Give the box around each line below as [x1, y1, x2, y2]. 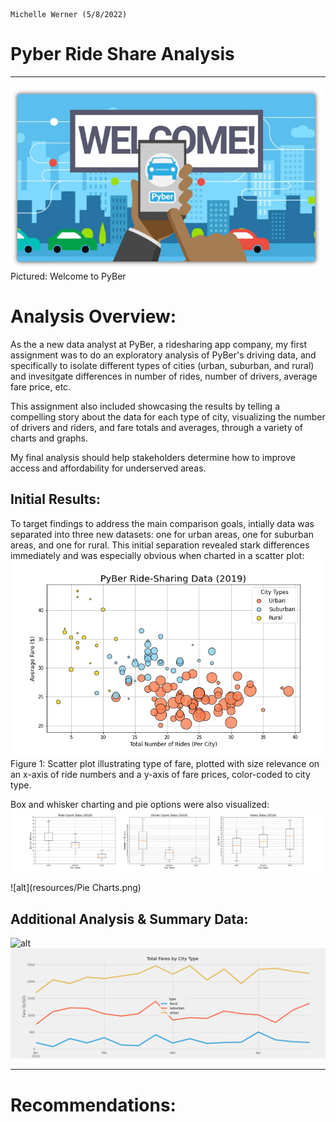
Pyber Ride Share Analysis [10, 43, 235, 66]
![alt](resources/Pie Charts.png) [10, 882, 142, 894]
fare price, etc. [10, 380, 72, 393]
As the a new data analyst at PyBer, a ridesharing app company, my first [10, 338, 307, 350]
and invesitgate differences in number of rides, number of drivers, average [10, 370, 318, 382]
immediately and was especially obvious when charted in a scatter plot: [10, 549, 305, 561]
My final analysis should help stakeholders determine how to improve [10, 451, 296, 463]
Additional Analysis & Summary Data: [10, 910, 249, 928]
